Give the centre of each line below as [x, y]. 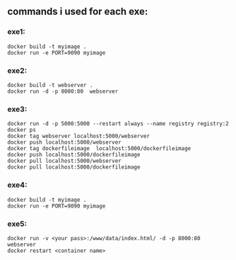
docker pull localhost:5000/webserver [64, 161]
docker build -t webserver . [50, 85]
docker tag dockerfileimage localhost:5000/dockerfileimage [99, 149]
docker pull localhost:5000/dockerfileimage [74, 167]
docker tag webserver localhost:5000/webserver [79, 136]
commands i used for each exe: [78, 12]
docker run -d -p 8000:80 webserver [63, 91]
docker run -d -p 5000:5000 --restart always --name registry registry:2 [118, 124]
